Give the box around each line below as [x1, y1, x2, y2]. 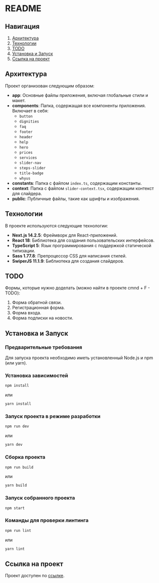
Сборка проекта [5, 454, 46, 460]
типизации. [12, 248, 35, 254]
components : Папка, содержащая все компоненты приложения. [12, 103, 146, 109]
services [19, 155, 37, 160]
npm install [5, 383, 29, 388]
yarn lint [5, 546, 25, 551]
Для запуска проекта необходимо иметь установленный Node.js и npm [5, 355, 154, 361]
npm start [5, 506, 25, 510]
